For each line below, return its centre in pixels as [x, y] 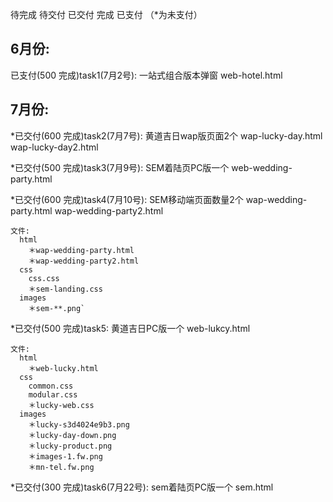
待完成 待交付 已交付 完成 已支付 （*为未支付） [106, 14]
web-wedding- [262, 167]
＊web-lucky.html [63, 368]
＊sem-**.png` [57, 308]
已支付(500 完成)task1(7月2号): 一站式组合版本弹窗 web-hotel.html [146, 75]
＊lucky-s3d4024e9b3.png [79, 424]
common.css [51, 386]
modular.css [53, 394]
